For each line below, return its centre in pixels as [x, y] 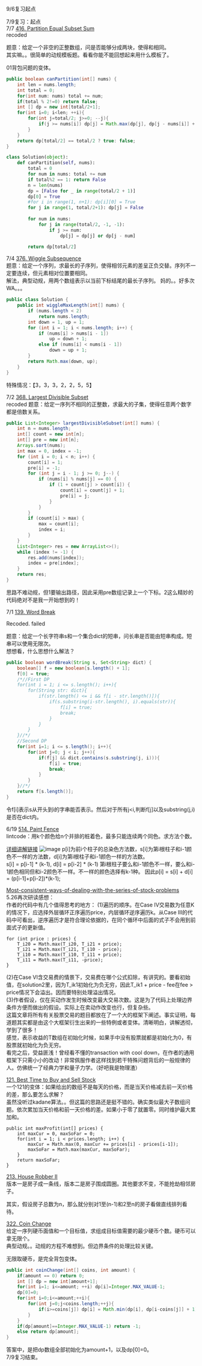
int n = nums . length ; [44, 429]
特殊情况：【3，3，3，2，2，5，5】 [50, 385]
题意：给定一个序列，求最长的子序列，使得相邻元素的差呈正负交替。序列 [96, 266]
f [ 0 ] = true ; [33, 674]
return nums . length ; [64, 316]
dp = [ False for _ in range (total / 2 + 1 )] [82, 191]
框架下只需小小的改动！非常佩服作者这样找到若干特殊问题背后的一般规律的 [98, 1060]
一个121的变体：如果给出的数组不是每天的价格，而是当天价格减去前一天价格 [99, 1087]
